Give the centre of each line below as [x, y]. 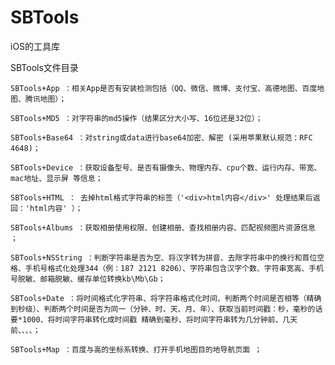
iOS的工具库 [35, 46]
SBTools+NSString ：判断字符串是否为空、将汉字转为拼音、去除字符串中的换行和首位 [164, 257]
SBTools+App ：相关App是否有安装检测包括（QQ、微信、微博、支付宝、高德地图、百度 [164, 88]
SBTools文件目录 [44, 67]
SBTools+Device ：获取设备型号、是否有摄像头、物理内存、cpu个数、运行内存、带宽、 [166, 167]
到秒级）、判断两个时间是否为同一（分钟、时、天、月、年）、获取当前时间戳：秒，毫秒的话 [166, 309]
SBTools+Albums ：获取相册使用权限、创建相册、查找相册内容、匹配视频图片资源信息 [163, 227]
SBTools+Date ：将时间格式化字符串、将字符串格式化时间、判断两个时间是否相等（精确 [166, 298]
